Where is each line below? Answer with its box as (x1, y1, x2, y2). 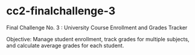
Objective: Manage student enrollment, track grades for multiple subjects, (6, 35, 190, 42)
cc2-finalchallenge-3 (6, 4, 116, 18)
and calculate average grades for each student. (6, 42, 124, 49)
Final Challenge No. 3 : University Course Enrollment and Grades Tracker (6, 24, 188, 31)
